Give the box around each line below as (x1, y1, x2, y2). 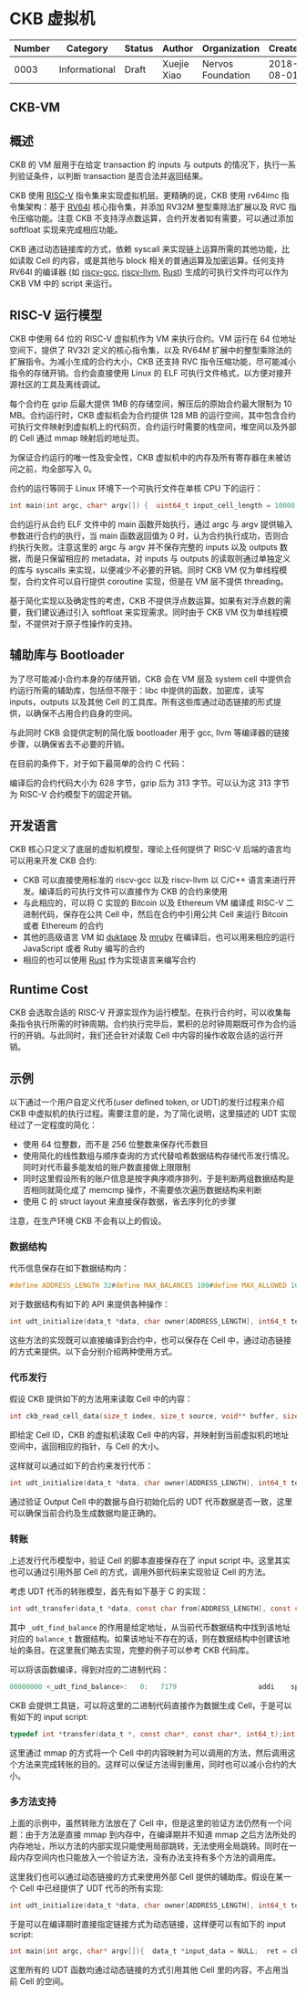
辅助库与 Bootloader (9, 648, 125, 663)
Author (162, 42, 194, 55)
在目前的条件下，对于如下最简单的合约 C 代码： (9, 757, 189, 768)
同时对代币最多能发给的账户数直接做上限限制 (22, 1162, 191, 1173)
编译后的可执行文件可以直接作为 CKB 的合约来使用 (38, 886, 228, 897)
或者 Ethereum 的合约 (22, 920, 104, 932)
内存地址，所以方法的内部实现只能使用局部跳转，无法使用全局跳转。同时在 (9, 1841, 289, 1852)
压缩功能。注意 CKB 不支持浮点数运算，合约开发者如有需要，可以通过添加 (16, 213, 294, 224)
